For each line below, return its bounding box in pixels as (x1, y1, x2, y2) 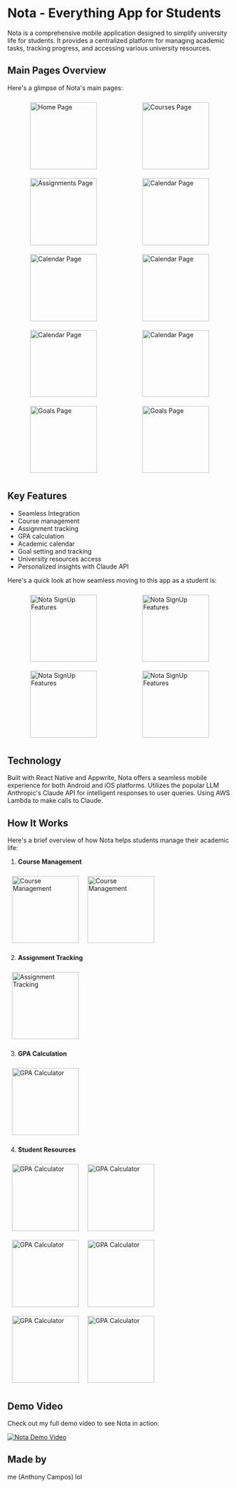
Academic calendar (17, 539, 75, 548)
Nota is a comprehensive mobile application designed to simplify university (7, 29, 228, 37)
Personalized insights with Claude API (17, 562, 130, 571)
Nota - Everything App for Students (7, 5, 221, 21)
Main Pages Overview (7, 64, 107, 76)
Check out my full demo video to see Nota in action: (7, 1419, 160, 1427)
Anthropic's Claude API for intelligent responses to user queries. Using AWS (7, 789, 231, 797)
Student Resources (17, 1145, 76, 1154)
